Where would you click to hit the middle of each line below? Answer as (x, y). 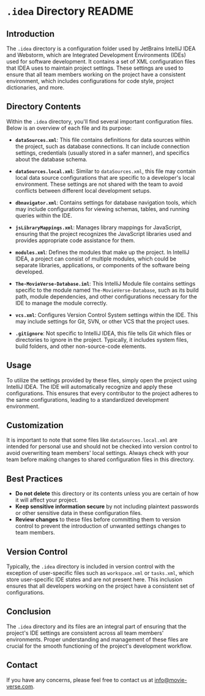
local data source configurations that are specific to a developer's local (105, 177)
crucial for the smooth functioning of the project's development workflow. (99, 646)
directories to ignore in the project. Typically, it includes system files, (102, 339)
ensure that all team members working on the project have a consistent (96, 74)
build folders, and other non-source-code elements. (81, 346)
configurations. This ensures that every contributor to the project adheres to (102, 393)
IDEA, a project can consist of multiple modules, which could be (95, 259)
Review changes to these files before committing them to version (98, 520)
